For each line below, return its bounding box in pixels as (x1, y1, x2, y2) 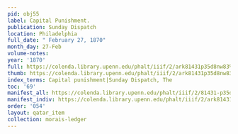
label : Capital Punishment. (7, 17, 91, 24)
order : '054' (7, 103, 46, 110)
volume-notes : (7, 50, 50, 57)
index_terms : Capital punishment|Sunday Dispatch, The (7, 76, 173, 84)
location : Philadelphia (7, 30, 78, 38)
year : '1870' (7, 57, 46, 64)
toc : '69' (7, 83, 37, 90)
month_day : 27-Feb (7, 43, 62, 50)
